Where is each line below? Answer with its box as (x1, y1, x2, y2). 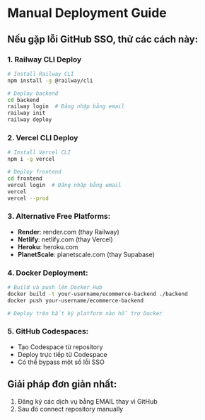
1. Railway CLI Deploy (7, 55, 82, 64)
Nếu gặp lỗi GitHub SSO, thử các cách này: (7, 33, 199, 45)
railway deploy (7, 116, 52, 123)
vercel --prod (7, 195, 49, 202)
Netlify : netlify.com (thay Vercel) (17, 235, 113, 244)
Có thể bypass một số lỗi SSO (17, 358, 105, 366)
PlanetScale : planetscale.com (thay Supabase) (17, 250, 156, 259)
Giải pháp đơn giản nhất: (7, 378, 117, 390)
